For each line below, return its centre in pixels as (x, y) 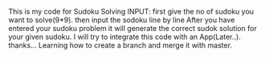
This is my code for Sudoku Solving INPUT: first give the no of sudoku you (131, 12)
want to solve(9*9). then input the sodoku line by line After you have (122, 20)
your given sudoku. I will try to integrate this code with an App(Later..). (124, 37)
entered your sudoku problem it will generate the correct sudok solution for (132, 28)
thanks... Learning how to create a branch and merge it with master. (120, 45)
